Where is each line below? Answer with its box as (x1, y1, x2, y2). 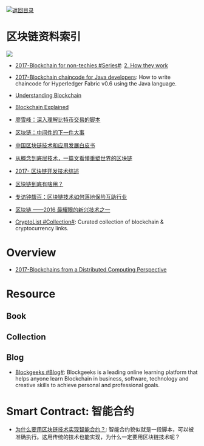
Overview (6, 246, 56, 260)
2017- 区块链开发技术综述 (15, 167, 80, 175)
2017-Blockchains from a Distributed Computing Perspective (15, 265, 167, 273)
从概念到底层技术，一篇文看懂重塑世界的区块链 (15, 155, 132, 162)
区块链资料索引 (6, 30, 81, 44)
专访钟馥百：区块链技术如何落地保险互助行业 (15, 193, 127, 200)
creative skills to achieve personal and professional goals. (15, 381, 160, 388)
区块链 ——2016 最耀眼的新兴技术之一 (15, 206, 110, 213)
